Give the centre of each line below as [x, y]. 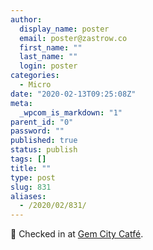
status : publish [44, 150]
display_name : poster [64, 29]
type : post [33, 177]
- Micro [35, 85]
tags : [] [28, 159]
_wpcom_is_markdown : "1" [71, 112]
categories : [35, 76]
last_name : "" [48, 57]
